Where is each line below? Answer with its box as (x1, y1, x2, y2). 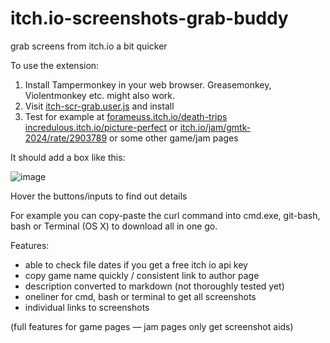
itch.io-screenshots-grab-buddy (10, 7, 289, 30)
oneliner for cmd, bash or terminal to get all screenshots (24, 290, 257, 302)
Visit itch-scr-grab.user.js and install (24, 100, 175, 112)
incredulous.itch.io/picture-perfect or (24, 121, 178, 133)
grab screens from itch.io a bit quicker (10, 40, 168, 52)
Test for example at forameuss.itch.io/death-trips (24, 110, 228, 122)
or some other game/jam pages (109, 132, 239, 144)
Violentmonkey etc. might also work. (24, 89, 176, 101)
